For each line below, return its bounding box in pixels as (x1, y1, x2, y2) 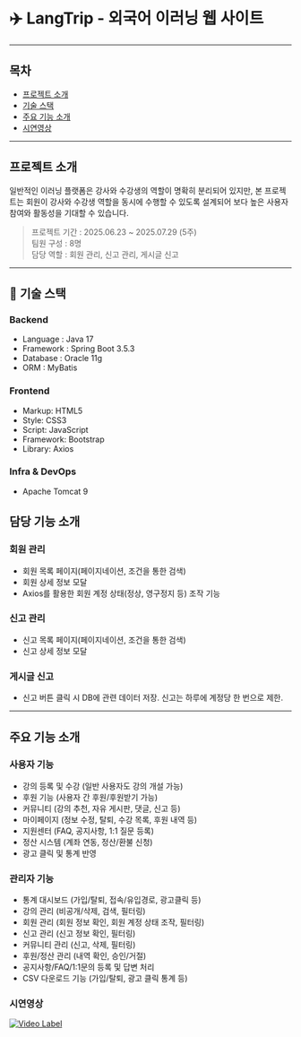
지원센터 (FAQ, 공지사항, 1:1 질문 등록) (21, 825, 155, 836)
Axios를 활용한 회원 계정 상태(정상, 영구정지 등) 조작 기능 (21, 588, 221, 599)
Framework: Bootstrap (21, 434, 105, 445)
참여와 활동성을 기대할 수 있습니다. (9, 207, 129, 218)
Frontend (9, 385, 50, 397)
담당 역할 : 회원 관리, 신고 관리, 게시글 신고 (30, 248, 179, 260)
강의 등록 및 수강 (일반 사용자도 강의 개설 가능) (21, 781, 184, 791)
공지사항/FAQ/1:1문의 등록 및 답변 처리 (21, 962, 155, 972)
